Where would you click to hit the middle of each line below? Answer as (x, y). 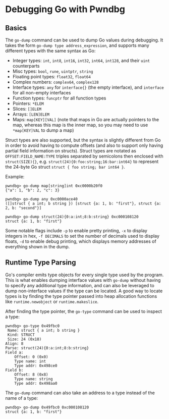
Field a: (14, 352)
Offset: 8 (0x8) (32, 375)
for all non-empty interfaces (42, 93)
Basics (16, 28)
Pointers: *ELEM (28, 103)
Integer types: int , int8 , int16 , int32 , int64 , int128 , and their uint (81, 61)
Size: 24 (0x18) (24, 339)
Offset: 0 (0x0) (32, 357)
